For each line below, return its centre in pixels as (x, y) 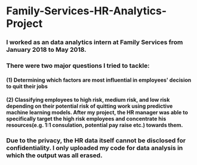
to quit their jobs (27, 86)
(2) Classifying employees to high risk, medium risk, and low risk (88, 100)
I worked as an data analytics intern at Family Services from (95, 42)
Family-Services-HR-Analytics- (87, 11)
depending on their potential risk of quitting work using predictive (90, 106)
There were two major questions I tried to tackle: (78, 66)
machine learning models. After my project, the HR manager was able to (97, 113)
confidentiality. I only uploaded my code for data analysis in (95, 148)
